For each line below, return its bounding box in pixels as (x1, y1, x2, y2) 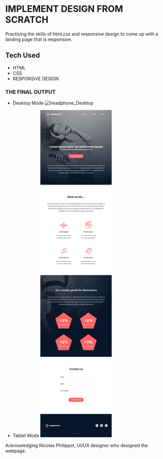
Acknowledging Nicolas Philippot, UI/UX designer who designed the (5, 443, 148, 449)
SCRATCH (5, 14, 49, 26)
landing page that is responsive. (5, 36, 72, 42)
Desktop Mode (12, 100, 44, 106)
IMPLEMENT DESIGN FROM (5, 3, 123, 15)
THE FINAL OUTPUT (5, 88, 56, 95)
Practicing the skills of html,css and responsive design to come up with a (5, 31, 158, 37)
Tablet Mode (12, 432, 40, 439)
